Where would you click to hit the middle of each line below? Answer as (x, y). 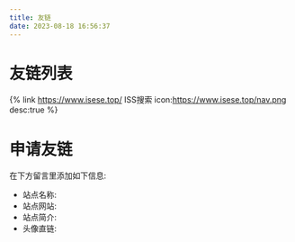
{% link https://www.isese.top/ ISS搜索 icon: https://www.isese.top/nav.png (148, 100)
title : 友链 (30, 18)
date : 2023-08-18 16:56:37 (60, 26)
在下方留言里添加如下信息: (58, 175)
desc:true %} (34, 110)
